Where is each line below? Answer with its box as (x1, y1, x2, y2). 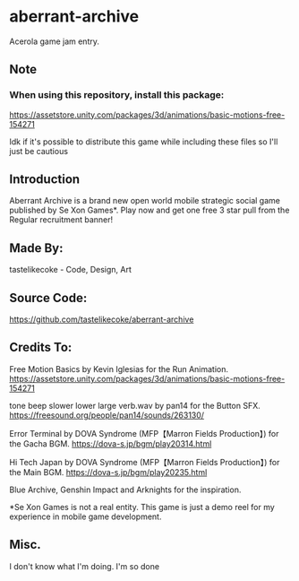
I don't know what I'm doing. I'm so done (9, 560, 159, 571)
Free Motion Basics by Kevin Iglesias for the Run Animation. (9, 363, 229, 374)
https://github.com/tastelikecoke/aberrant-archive (9, 314, 194, 325)
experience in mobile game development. (9, 511, 162, 522)
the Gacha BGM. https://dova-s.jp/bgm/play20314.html (9, 438, 212, 449)
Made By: (9, 240, 64, 256)
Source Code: (9, 290, 88, 306)
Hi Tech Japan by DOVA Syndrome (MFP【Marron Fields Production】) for (9, 456, 280, 467)
